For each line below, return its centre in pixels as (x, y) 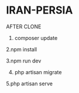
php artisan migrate (38, 72)
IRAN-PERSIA (39, 10)
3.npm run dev (24, 61)
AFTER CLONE (24, 26)
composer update (36, 38)
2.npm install (21, 49)
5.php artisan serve (29, 84)
